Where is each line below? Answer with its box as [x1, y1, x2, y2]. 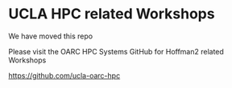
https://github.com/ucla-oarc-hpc [8, 70, 121, 80]
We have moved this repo [8, 31, 93, 41]
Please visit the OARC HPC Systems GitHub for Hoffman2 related [8, 46, 224, 56]
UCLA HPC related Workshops [8, 5, 215, 23]
